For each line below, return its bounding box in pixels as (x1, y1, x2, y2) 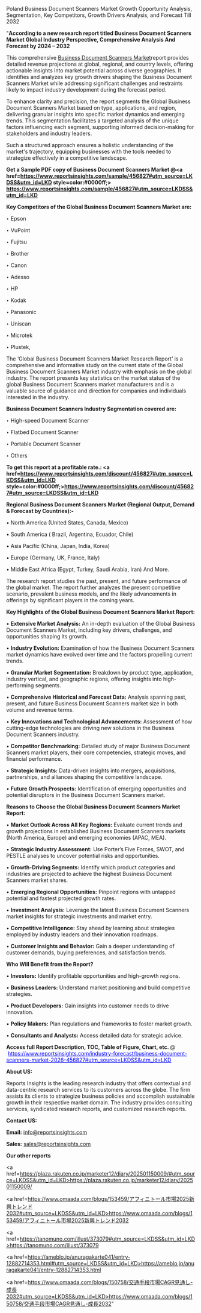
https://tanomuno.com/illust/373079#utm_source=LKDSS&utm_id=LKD (19, 1235, 195, 1242)
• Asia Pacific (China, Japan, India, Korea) (6, 543, 110, 549)
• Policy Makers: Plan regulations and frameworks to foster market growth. (6, 1020, 193, 1027)
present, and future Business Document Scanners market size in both (6, 700, 178, 707)
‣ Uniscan (6, 320, 31, 327)
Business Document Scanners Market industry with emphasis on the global (6, 368, 192, 375)
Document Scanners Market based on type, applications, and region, (6, 104, 177, 111)
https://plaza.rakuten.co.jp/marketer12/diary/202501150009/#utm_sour (19, 1170, 195, 1177)
